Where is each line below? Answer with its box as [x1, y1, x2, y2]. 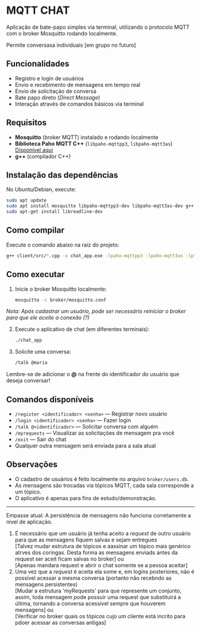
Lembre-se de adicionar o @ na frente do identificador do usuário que [6, 371, 179, 378]
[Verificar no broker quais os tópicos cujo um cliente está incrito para [14, 612, 185, 619]
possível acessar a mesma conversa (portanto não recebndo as [14, 574, 172, 582]
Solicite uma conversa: [14, 348, 71, 356]
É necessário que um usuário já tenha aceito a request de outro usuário [14, 529, 191, 537]
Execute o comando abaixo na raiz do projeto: [6, 241, 120, 248]
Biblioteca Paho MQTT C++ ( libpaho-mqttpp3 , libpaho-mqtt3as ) [14, 140, 173, 147]
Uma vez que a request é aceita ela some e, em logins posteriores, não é [14, 568, 194, 575]
